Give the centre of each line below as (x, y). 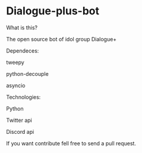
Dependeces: (23, 51)
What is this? (22, 27)
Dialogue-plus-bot (53, 11)
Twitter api (19, 120)
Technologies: (23, 97)
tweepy (15, 62)
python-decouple (27, 74)
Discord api (20, 131)
